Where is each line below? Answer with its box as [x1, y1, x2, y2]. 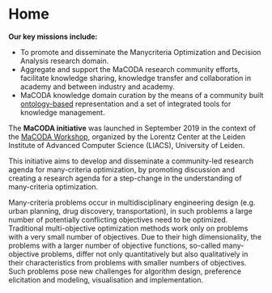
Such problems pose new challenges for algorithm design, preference [8, 266, 241, 276]
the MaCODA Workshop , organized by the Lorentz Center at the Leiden [8, 131, 246, 142]
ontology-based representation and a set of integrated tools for [19, 99, 232, 108]
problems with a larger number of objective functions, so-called [8, 240, 221, 250]
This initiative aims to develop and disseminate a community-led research [8, 155, 253, 166]
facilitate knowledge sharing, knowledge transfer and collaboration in [19, 73, 252, 83]
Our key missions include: [8, 32, 98, 41]
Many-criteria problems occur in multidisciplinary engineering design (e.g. [8, 197, 256, 207]
